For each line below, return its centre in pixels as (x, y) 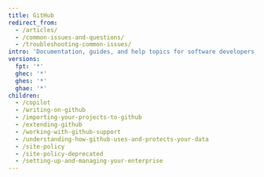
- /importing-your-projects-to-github (79, 117)
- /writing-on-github (51, 110)
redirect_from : (33, 23)
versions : (24, 60)
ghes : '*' (31, 81)
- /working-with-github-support (68, 132)
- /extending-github (49, 125)
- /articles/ (37, 30)
